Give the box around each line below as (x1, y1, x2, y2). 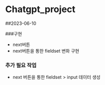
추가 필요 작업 (5, 62, 37, 69)
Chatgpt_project (5, 4, 76, 15)
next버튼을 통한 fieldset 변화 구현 (12, 48, 80, 54)
